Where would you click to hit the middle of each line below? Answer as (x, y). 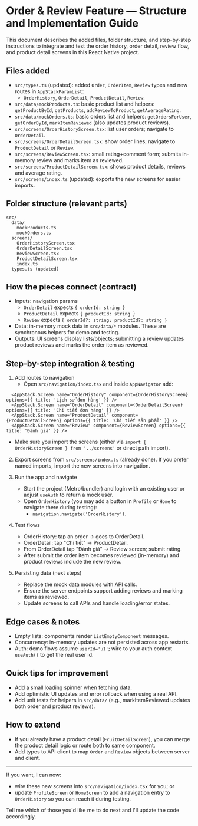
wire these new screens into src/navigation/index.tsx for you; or (95, 786)
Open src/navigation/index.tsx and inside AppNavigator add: (98, 384)
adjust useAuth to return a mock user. (68, 495)
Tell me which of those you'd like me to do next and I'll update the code (93, 810)
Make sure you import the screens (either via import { (80, 442)
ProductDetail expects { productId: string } (79, 314)
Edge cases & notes (43, 622)
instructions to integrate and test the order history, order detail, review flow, (98, 46)
